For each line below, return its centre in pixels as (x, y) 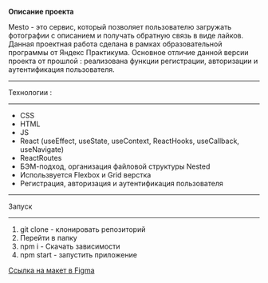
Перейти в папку (48, 238)
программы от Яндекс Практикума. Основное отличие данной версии (128, 52)
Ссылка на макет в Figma (51, 270)
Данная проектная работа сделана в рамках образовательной (115, 44)
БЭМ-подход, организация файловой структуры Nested (115, 166)
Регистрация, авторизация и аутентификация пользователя (121, 183)
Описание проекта (41, 12)
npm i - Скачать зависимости (70, 246)
